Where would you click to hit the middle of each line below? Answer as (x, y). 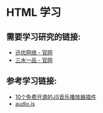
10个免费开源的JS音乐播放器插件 (56, 97)
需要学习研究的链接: (44, 37)
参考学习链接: (32, 81)
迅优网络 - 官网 (34, 53)
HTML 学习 (34, 12)
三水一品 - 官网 (34, 60)
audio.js (25, 103)
